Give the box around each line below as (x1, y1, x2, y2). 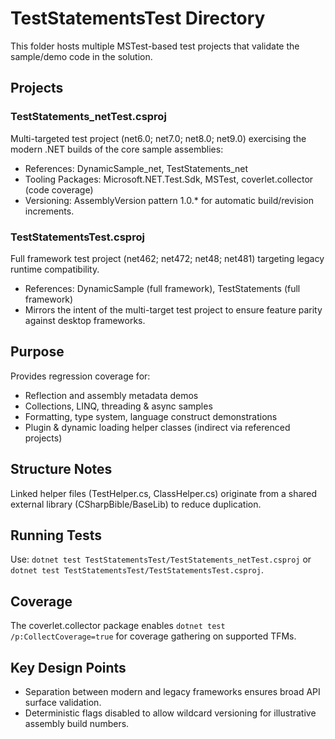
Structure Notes (10, 461, 113, 478)
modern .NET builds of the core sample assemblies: (10, 143, 224, 155)
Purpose (10, 343, 65, 361)
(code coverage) (24, 183, 94, 196)
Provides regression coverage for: (10, 370, 151, 382)
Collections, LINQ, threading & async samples (24, 400, 213, 412)
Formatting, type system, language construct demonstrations (24, 410, 278, 422)
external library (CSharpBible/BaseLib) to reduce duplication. (10, 498, 262, 510)
